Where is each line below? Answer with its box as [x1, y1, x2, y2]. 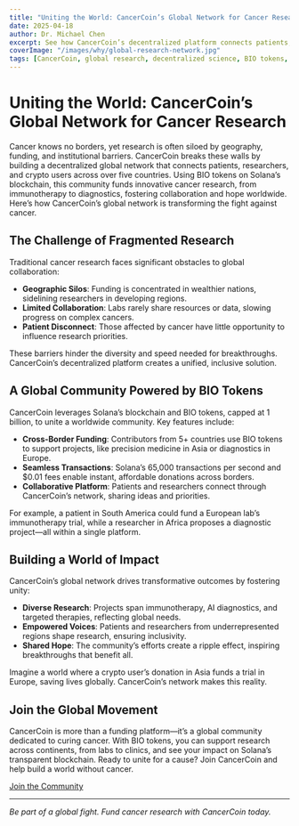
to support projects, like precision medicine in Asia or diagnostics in [21, 442, 271, 454]
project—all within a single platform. [9, 526, 141, 537]
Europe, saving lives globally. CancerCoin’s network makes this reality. [9, 676, 268, 687]
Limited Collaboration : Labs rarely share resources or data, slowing [21, 302, 271, 312]
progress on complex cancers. [21, 312, 135, 322]
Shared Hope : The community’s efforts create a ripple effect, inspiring [21, 640, 280, 651]
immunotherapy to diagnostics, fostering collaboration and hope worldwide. [9, 188, 287, 198]
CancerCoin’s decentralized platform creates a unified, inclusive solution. [9, 357, 278, 368]
